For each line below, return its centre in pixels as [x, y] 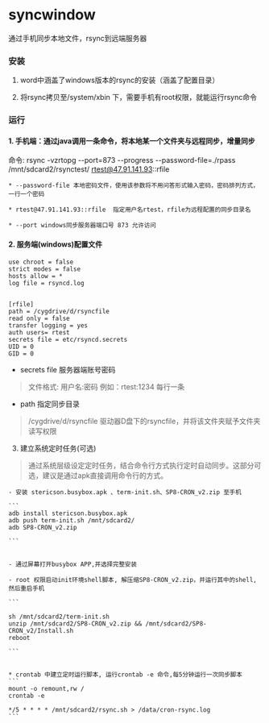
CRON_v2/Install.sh [41, 630]
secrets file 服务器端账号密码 [68, 369]
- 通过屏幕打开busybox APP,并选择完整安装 [72, 564]
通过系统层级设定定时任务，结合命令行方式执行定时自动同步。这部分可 [145, 465]
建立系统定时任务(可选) [58, 448]
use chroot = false [41, 262]
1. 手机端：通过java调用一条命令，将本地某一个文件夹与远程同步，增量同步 [132, 141]
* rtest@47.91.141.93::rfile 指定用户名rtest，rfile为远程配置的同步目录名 [130, 210]
